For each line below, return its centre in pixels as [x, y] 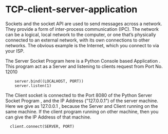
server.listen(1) [33, 86]
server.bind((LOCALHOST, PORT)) [49, 81]
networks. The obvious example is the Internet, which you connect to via [82, 45]
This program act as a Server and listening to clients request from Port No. [84, 66]
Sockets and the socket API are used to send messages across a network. [84, 24]
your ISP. [15, 51]
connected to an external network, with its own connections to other [78, 40]
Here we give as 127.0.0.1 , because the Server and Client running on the [82, 106]
